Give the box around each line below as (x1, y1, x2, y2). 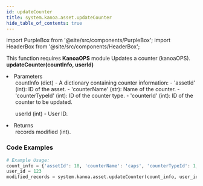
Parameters (14, 73, 43, 80)
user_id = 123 (6, 168, 42, 175)
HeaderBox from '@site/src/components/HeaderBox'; (6, 43, 140, 50)
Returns (14, 122, 33, 129)
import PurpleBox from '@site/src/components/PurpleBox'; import (6, 37, 171, 44)
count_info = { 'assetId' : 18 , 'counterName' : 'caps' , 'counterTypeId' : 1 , (6, 162, 199, 169)
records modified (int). (14, 128, 71, 136)
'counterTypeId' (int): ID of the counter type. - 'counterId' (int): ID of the (14, 92, 193, 100)
